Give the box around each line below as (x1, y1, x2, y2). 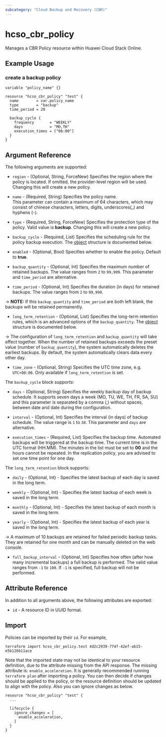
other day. (5, 355, 26, 361)
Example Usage (5, 59, 55, 67)
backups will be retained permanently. (5, 304, 83, 310)
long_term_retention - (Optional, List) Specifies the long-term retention (12, 314, 158, 319)
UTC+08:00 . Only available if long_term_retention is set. (12, 369, 124, 375)
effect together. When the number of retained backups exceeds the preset (5, 339, 157, 345)
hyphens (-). (12, 210, 38, 215)
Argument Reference (5, 151, 71, 159)
